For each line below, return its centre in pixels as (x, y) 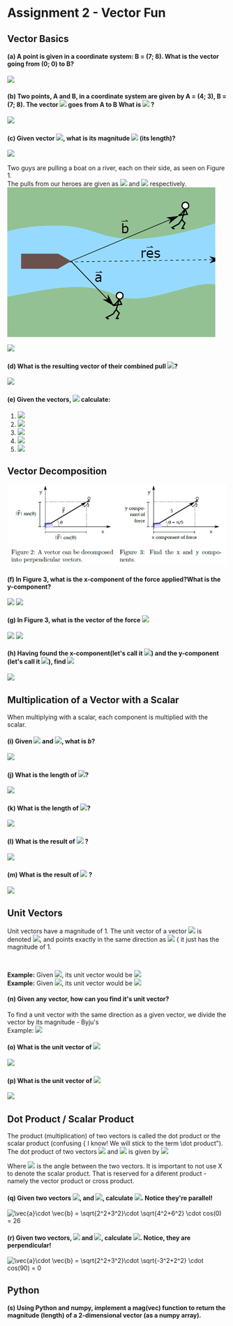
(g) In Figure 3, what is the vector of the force (74, 620)
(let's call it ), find (37, 662)
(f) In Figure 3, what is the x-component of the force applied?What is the (114, 579)
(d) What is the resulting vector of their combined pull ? (92, 366)
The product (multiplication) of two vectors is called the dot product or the (114, 1136)
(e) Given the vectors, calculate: (59, 399)
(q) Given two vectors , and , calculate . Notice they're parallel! (110, 1198)
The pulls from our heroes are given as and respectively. (97, 184)
